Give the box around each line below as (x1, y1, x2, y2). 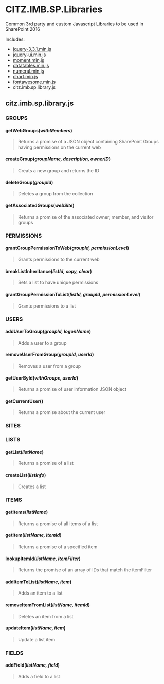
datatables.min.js (12, 62, 49, 68)
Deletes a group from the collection (17, 190, 93, 196)
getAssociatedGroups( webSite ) (5, 202, 75, 209)
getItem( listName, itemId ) (5, 532, 62, 538)
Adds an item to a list (17, 590, 63, 596)
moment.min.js (12, 57, 45, 63)
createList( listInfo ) (5, 472, 46, 478)
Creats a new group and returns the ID (17, 167, 99, 173)
